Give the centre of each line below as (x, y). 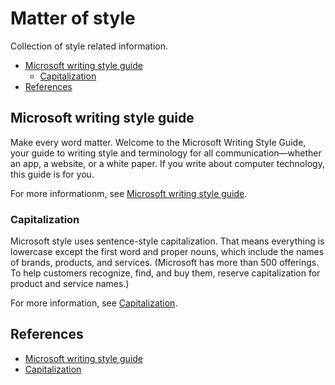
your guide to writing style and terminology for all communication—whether (166, 153)
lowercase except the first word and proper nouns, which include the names (167, 252)
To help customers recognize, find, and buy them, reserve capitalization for (165, 273)
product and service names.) (70, 284)
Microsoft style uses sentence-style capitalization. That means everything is (167, 241)
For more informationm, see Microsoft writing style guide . (129, 193)
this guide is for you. (52, 174)
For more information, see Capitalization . (94, 303)
